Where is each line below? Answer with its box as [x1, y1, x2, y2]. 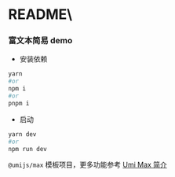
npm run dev [8, 145, 47, 153]
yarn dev [8, 130, 37, 138]
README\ [8, 6, 73, 24]
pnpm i [8, 99, 30, 107]
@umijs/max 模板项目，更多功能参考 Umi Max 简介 [8, 160, 167, 170]
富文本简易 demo [8, 35, 73, 46]
